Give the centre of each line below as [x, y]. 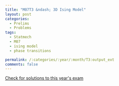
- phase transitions [30, 51]
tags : [10, 32]
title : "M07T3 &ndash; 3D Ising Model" [46, 10]
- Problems [20, 28]
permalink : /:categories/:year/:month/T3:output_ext [60, 59]
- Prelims [19, 23]
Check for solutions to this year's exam [44, 78]
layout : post [18, 14]
